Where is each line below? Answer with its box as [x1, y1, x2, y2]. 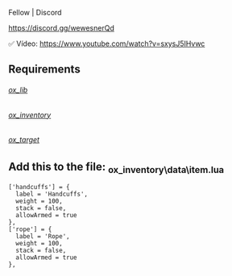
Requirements [8, 63, 81, 76]
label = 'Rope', [15, 233, 70, 241]
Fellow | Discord [8, 8, 62, 17]
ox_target [8, 135, 40, 145]
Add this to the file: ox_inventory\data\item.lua [8, 159, 225, 175]
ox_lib [8, 84, 28, 94]
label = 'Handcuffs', [15, 190, 89, 199]
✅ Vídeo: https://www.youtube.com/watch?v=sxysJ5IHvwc [8, 39, 205, 48]
